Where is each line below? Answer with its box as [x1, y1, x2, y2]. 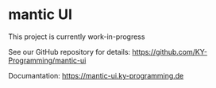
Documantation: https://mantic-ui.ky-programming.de [8, 71, 184, 80]
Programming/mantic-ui [8, 55, 87, 65]
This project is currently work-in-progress [8, 32, 145, 41]
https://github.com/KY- [132, 47, 208, 56]
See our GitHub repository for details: [8, 47, 131, 56]
